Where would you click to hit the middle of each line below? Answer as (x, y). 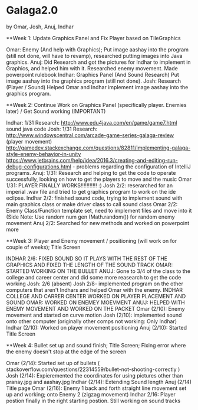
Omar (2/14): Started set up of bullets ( (53, 363)
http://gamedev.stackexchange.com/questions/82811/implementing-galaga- (98, 148)
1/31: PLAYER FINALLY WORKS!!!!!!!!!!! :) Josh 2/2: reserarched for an (89, 185)
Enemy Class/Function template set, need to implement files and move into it (99, 210)
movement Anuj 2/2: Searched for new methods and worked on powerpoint (98, 223)
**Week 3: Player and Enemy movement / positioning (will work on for (92, 240)
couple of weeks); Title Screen (43, 247)
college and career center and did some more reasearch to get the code (94, 277)
